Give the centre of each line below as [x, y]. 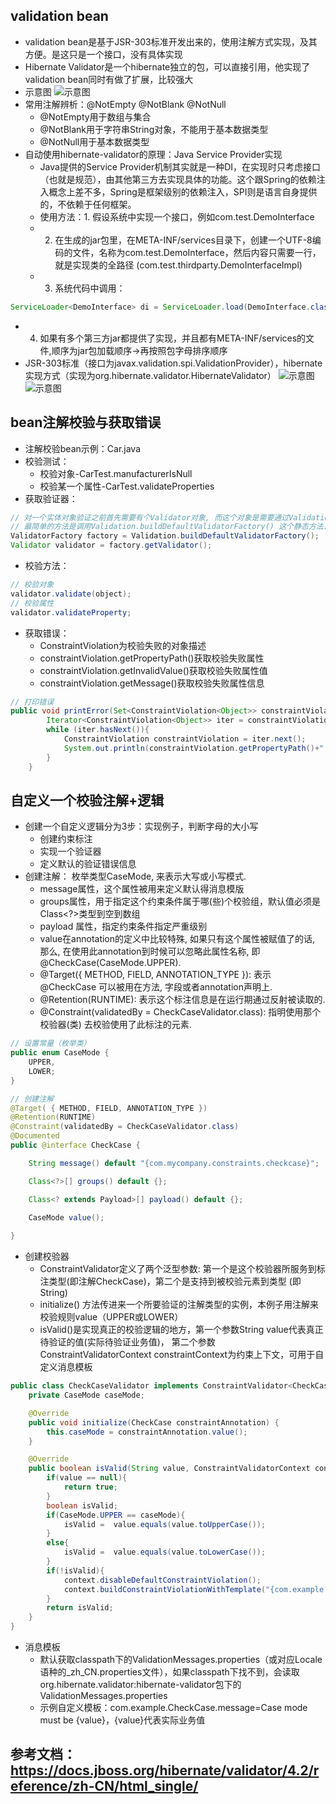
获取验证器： [51, 498]
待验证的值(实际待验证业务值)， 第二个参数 [127, 1342]
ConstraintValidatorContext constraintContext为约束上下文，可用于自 [182, 1355]
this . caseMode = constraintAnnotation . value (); [147, 1432]
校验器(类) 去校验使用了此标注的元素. [115, 1025]
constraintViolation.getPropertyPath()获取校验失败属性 [152, 658]
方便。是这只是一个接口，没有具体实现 [103, 54]
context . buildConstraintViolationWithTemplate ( [165, 1589]
